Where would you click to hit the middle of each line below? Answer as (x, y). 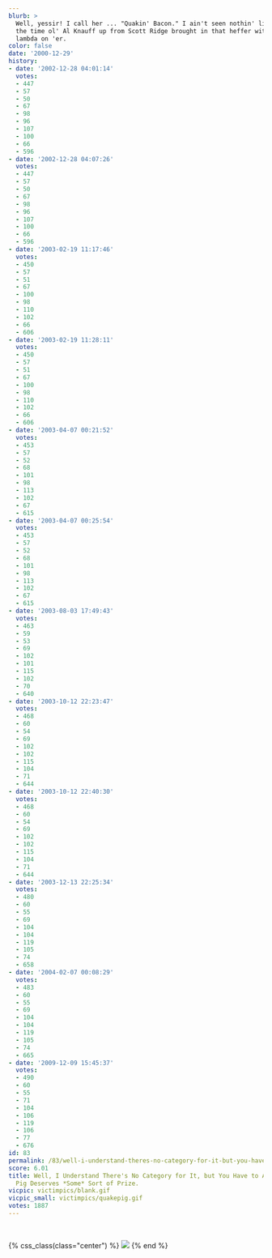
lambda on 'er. (41, 38)
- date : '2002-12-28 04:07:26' (61, 159)
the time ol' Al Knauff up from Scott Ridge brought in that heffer (134, 31)
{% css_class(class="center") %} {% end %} (88, 1245)
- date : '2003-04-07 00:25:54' (61, 520)
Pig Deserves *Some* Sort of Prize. (77, 1183)
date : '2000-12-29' (41, 53)
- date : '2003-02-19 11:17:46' (61, 249)
